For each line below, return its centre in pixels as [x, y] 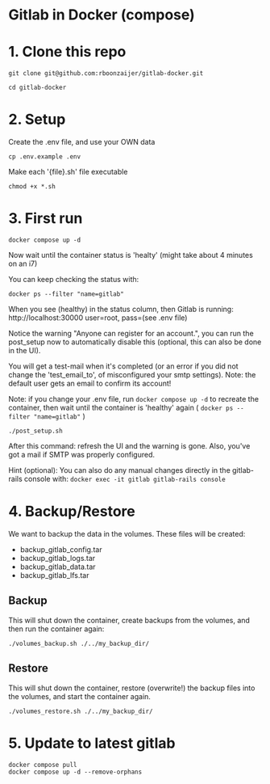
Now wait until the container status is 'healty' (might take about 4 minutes [131, 255]
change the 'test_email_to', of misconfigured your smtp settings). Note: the [132, 375]
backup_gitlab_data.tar [58, 567]
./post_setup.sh [35, 431]
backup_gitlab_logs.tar [58, 558]
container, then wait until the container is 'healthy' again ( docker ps [121, 407]
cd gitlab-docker [37, 88]
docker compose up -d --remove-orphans [75, 772]
